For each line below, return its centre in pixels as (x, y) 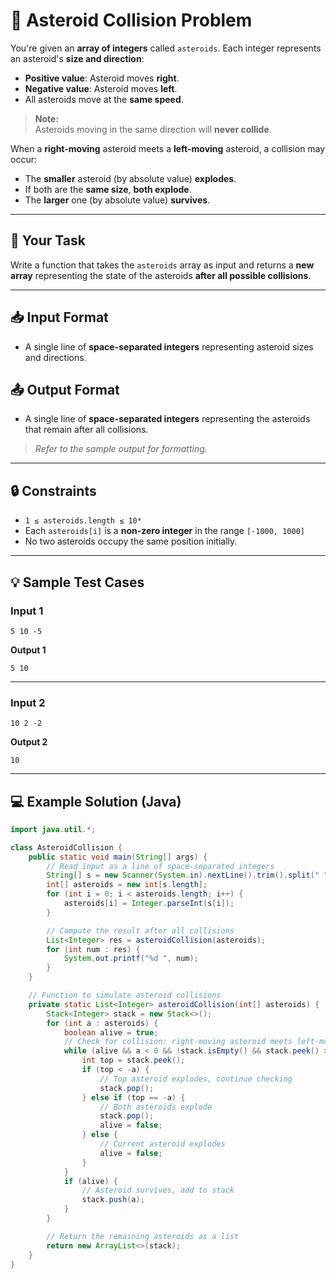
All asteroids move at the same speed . (104, 99)
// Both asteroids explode (156, 1107)
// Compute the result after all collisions (140, 930)
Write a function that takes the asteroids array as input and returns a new (162, 265)
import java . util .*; (53, 829)
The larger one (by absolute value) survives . (117, 200)
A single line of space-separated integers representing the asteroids (167, 419)
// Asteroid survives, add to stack (158, 1190)
